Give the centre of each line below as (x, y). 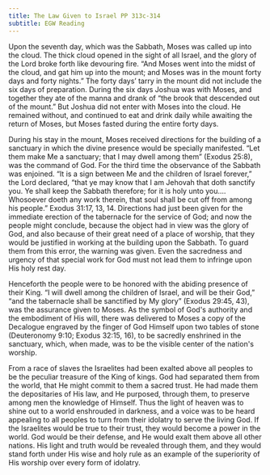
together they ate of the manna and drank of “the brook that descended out (134, 98)
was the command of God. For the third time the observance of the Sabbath (135, 165)
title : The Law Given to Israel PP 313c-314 (84, 16)
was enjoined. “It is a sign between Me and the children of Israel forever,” (130, 174)
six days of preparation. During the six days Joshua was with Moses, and (130, 89)
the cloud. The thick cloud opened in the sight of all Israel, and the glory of (133, 55)
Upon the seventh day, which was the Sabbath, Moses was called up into (130, 46)
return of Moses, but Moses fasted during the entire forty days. (114, 124)
